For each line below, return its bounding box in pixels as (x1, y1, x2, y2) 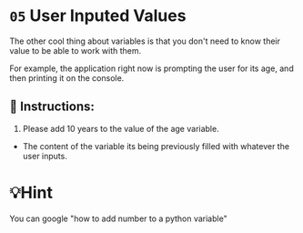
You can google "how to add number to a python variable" (9, 213, 227, 224)
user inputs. (22, 150, 68, 161)
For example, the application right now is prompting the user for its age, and (9, 63, 294, 74)
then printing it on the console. (9, 72, 125, 83)
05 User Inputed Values (9, 5, 187, 26)
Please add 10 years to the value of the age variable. (22, 123, 220, 134)
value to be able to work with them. (9, 45, 142, 56)
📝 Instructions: (9, 99, 96, 115)
